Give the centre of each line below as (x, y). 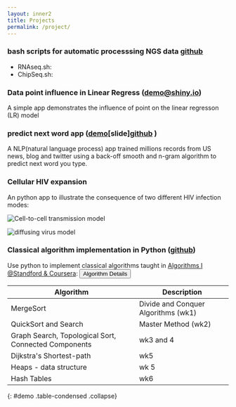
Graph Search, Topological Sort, (64, 335)
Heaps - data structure (49, 367)
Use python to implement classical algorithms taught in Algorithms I (105, 265)
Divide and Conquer (172, 304)
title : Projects (31, 20)
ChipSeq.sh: (35, 74)
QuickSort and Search (47, 324)
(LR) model (23, 115)
